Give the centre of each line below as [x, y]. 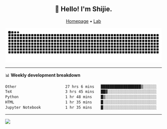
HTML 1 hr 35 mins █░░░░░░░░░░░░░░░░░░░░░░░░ [81, 102]
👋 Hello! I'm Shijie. [83, 9]
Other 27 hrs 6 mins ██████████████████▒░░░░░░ [81, 87]
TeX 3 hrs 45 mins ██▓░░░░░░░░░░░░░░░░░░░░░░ [81, 92]
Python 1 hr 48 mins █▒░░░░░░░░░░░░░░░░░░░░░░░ [81, 97]
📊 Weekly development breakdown [43, 75]
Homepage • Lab [83, 21]
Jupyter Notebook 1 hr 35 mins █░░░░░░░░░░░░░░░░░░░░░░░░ [81, 108]
